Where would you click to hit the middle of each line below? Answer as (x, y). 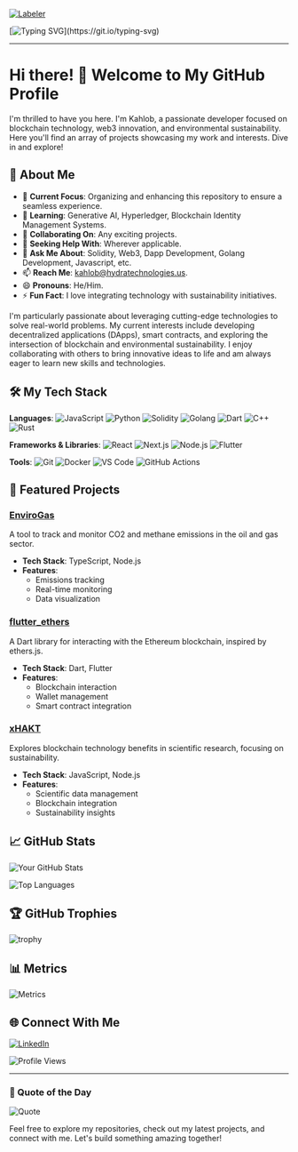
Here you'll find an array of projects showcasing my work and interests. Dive (149, 137)
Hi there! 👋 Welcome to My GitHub (137, 75)
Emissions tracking (70, 580)
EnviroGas (32, 515)
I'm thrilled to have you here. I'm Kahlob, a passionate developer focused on (149, 118)
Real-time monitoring (74, 589)
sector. (22, 544)
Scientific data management (87, 793)
